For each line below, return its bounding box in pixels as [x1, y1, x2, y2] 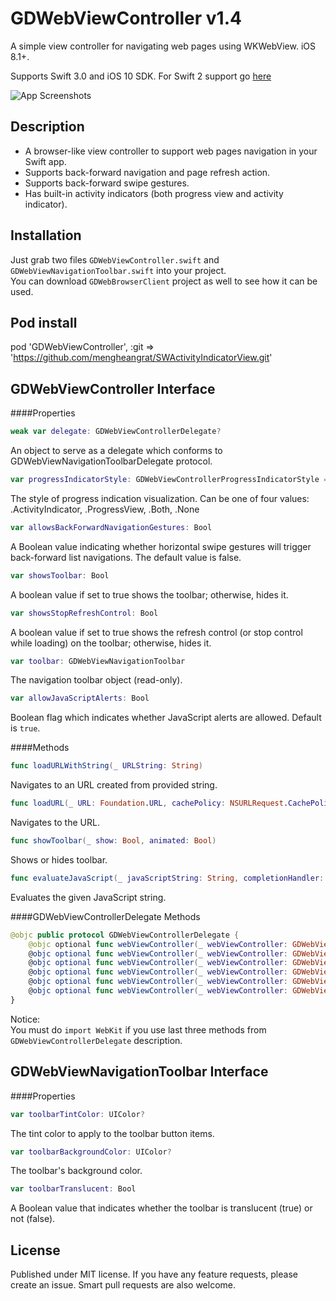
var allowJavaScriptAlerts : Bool [10, 693, 150, 704]
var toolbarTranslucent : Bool [10, 1184, 137, 1194]
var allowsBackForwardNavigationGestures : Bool [10, 522, 213, 532]
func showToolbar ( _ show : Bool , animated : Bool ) [10, 836, 217, 846]
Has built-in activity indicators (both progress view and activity [24, 187, 284, 199]
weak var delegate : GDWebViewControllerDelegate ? [10, 427, 222, 437]
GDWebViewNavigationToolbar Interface [10, 1063, 269, 1081]
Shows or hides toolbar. [10, 853, 108, 866]
